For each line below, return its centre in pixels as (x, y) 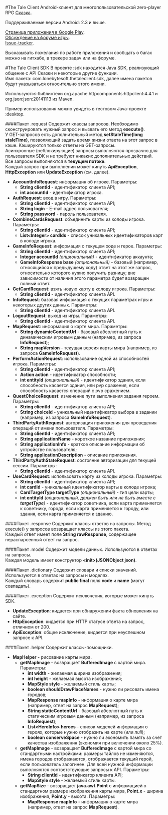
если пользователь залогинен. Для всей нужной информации (86, 764)
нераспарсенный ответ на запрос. (42, 540)
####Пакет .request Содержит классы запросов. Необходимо (72, 124)
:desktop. (15, 114)
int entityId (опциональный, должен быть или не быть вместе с (88, 498)
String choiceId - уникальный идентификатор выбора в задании (88, 412)
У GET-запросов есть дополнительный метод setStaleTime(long (74, 135)
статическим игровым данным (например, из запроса (86, 716)
